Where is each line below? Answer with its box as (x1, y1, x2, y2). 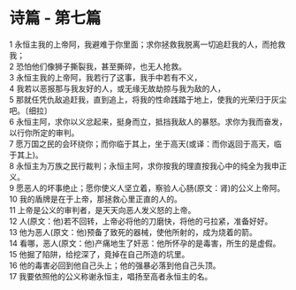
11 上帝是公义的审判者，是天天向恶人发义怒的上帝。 (9, 204, 196, 215)
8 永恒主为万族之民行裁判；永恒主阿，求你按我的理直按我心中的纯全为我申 (9, 160, 280, 171)
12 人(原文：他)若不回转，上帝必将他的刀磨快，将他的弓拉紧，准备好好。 (9, 216, 273, 226)
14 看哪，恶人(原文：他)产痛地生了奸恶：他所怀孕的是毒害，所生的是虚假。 (9, 238, 281, 248)
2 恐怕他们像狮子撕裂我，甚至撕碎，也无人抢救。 (9, 61, 187, 72)
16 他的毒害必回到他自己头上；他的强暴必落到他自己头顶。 (9, 260, 221, 271)
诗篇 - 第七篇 (9, 8, 102, 28)
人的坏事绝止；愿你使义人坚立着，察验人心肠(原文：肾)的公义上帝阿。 (31, 182, 285, 193)
